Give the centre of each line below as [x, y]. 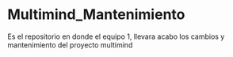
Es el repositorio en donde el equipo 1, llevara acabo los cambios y [116, 36]
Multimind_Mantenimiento [96, 15]
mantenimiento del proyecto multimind [70, 44]
